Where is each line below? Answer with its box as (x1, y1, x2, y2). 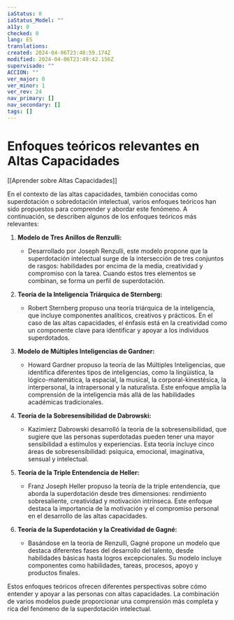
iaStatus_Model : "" (7, 17, 64, 24)
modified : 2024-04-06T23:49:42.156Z (7, 56, 114, 63)
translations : (7, 43, 49, 50)
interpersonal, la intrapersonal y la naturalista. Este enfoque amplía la (27, 383, 227, 391)
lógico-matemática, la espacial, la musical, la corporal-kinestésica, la (27, 376, 227, 384)
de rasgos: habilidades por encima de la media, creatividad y (27, 261, 203, 270)
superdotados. (27, 333, 70, 342)
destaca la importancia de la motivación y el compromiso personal (27, 504, 219, 512)
